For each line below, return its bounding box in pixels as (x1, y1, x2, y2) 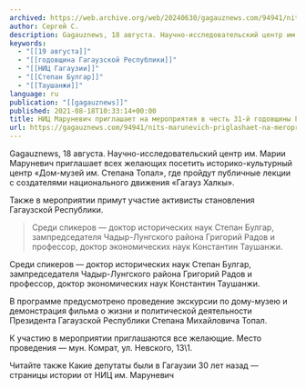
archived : (9, 13, 47, 23)
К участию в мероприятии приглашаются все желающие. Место (9, 333, 262, 344)
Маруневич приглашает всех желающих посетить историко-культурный (9, 158, 293, 168)
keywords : (9, 38, 47, 48)
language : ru (9, 89, 59, 98)
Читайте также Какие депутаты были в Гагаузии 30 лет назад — (9, 360, 260, 371)
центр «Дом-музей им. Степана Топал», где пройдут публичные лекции (9, 167, 291, 178)
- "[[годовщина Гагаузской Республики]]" (17, 55, 178, 65)
